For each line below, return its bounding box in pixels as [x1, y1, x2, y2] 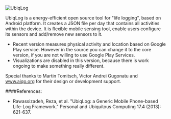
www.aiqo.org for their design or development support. [5, 78, 121, 84]
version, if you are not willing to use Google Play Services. [12, 52, 135, 58]
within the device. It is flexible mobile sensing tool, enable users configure [5, 26, 161, 32]
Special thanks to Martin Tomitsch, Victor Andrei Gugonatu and [5, 73, 138, 79]
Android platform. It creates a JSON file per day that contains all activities [5, 21, 160, 26]
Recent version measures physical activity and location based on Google [12, 41, 166, 47]
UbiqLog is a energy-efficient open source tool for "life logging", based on [5, 15, 161, 21]
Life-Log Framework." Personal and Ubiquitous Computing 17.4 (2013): [12, 104, 161, 110]
